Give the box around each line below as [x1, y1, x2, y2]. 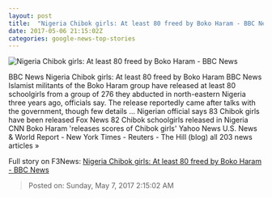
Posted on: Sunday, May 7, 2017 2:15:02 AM [28, 181, 174, 191]
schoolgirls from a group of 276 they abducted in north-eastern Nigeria [8, 90, 247, 99]
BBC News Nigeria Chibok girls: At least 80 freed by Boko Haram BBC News [8, 72, 262, 82]
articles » [8, 141, 40, 150]
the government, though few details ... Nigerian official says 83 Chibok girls [8, 107, 261, 116]
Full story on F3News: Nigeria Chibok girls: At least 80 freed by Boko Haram [8, 157, 261, 166]
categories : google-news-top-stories [8, 34, 136, 43]
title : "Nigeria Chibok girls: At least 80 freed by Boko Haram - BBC [8, 19, 255, 27]
